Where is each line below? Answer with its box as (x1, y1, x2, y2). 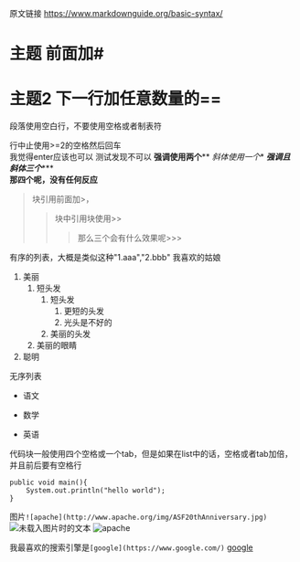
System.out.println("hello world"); (26, 486, 166, 495)
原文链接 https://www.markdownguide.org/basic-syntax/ (9, 8, 223, 18)
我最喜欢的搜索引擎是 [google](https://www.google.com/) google (9, 542, 253, 553)
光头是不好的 (63, 317, 112, 328)
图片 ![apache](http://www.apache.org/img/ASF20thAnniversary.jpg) (9, 511, 268, 523)
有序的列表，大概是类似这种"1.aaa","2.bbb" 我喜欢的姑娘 (9, 252, 221, 263)
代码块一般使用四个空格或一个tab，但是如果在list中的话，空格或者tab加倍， (9, 449, 293, 460)
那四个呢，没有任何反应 (9, 175, 98, 186)
